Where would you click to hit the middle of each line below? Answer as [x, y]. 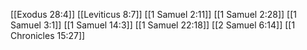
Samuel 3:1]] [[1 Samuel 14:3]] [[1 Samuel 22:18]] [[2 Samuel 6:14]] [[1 [153, 25]
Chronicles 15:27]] [48, 35]
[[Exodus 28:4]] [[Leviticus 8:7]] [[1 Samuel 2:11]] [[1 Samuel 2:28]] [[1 [153, 14]
